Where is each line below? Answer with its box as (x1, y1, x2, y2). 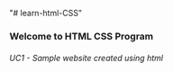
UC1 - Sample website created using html (9, 52, 164, 63)
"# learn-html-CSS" (9, 8, 83, 18)
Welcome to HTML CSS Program (9, 30, 154, 42)
